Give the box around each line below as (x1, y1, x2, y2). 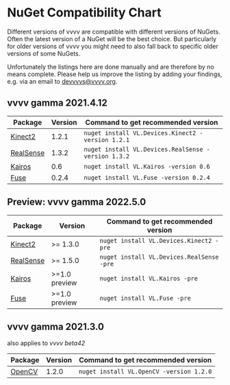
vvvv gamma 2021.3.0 (7, 320, 105, 332)
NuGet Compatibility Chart (7, 5, 162, 21)
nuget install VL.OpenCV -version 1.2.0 (78, 368, 212, 375)
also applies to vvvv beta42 (7, 339, 86, 347)
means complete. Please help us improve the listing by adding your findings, (7, 70, 222, 78)
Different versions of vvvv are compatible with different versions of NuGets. (7, 27, 220, 36)
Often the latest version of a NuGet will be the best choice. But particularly (7, 34, 217, 43)
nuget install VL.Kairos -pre (99, 275, 199, 282)
